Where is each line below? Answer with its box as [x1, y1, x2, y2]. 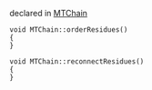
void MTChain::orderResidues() [9, 25, 128, 35]
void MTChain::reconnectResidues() [9, 57, 145, 66]
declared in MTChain [9, 8, 88, 18]
